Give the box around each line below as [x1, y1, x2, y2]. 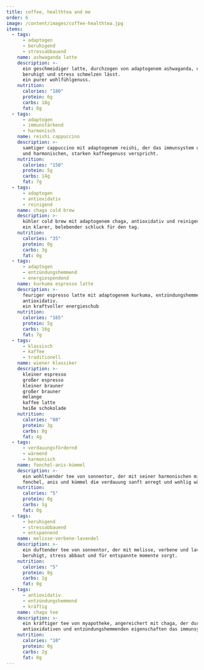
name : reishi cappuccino [17, 133, 80, 140]
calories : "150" [22, 162, 64, 168]
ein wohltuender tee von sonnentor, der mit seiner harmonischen [22, 473, 191, 479]
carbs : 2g [22, 649, 47, 655]
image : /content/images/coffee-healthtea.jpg [6, 20, 123, 26]
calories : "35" [22, 235, 61, 241]
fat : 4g [22, 434, 42, 440]
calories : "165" [22, 315, 64, 321]
